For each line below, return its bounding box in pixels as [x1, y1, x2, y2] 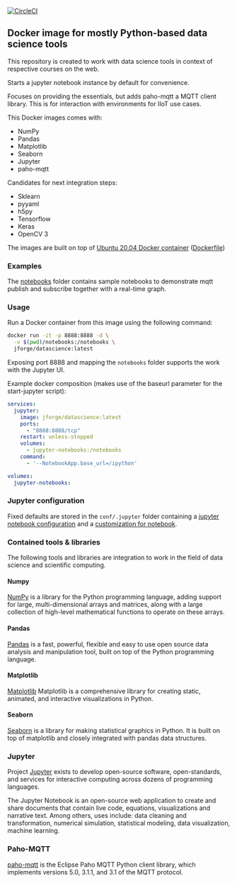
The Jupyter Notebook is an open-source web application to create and [7, 797, 216, 805]
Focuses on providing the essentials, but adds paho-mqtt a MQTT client [7, 92, 217, 101]
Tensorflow [17, 215, 51, 223]
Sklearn [17, 192, 40, 200]
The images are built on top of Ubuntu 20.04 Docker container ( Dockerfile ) [7, 243, 225, 251]
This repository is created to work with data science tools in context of [7, 57, 213, 65]
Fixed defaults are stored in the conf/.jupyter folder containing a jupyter [7, 512, 219, 520]
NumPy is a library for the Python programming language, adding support [7, 593, 221, 601]
